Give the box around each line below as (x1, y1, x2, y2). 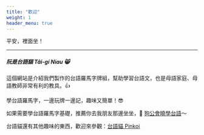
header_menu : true (6, 20, 53, 26)
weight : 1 (6, 15, 32, 21)
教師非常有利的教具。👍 (11, 82, 70, 90)
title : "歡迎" (6, 8, 41, 15)
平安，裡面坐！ (6, 38, 44, 45)
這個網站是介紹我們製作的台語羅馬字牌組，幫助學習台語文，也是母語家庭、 (6, 74, 192, 82)
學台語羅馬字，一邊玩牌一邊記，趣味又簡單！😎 (6, 97, 124, 104)
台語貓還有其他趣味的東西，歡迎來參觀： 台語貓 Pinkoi (6, 122, 140, 130)
